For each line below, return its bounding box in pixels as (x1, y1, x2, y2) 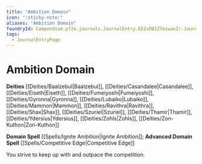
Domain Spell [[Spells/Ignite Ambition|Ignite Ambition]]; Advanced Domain (6, 133, 192, 140)
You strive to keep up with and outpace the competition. (6, 151, 145, 158)
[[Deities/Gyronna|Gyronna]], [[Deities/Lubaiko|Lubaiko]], (6, 95, 149, 102)
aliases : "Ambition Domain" (6, 20, 77, 26)
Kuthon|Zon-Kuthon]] (6, 121, 60, 128)
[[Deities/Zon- (138, 115, 174, 122)
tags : (6, 31, 20, 37)
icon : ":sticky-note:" (6, 14, 63, 20)
